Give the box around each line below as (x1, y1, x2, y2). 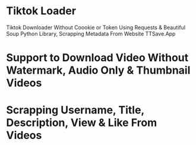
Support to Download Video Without (6, 51, 189, 65)
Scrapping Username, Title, (6, 103, 144, 117)
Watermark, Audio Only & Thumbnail (6, 64, 191, 77)
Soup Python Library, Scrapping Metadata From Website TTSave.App (6, 30, 176, 37)
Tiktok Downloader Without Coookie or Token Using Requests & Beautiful (6, 24, 186, 31)
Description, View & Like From (6, 116, 157, 130)
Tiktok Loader (6, 4, 76, 18)
